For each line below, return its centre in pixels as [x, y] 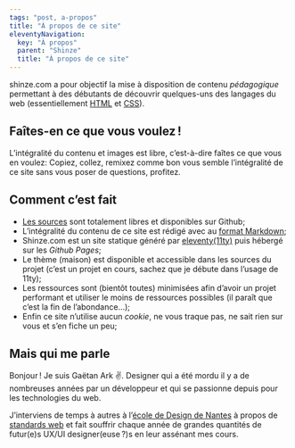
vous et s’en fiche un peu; [70, 326]
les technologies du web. [55, 398]
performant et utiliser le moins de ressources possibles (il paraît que [147, 297]
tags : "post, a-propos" [53, 17]
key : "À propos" [47, 42]
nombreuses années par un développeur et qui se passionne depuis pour [143, 388]
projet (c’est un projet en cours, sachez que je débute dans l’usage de [150, 269]
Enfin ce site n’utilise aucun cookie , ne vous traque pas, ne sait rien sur [152, 316]
